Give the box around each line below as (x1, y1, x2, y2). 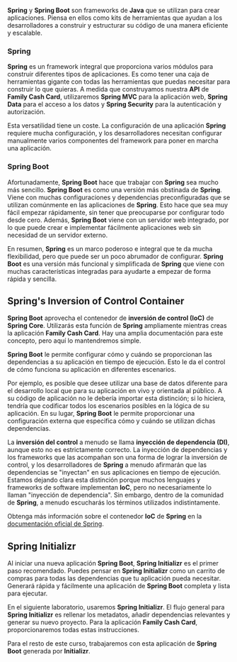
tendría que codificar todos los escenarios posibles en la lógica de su (7, 402, 210, 410)
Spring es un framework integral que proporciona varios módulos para (7, 62, 214, 71)
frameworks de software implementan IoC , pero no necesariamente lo (7, 483, 212, 492)
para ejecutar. (7, 589, 48, 598)
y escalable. (7, 28, 42, 37)
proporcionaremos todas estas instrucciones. (7, 626, 139, 634)
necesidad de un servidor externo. (7, 231, 108, 239)
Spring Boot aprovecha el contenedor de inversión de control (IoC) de (7, 314, 214, 322)
